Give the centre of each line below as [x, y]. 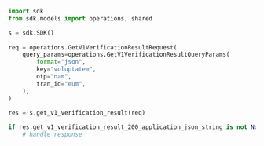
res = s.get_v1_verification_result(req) [77, 113]
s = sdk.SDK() [31, 33]
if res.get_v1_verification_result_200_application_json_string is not [128, 127]
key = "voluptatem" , [66, 69]
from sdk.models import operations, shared [81, 18]
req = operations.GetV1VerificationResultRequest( [93, 47]
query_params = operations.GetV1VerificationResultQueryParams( [126, 55]
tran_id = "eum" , [61, 84]
